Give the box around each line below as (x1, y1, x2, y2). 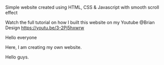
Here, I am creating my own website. (5, 44, 82, 50)
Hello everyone (5, 35, 37, 40)
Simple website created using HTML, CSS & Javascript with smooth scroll (5, 5, 159, 10)
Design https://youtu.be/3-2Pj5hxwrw (5, 25, 85, 31)
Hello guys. (5, 54, 29, 60)
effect (5, 10, 18, 16)
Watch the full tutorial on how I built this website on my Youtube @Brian (5, 20, 155, 25)
